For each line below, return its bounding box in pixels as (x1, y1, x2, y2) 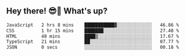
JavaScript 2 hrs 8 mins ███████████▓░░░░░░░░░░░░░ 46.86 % (6, 22, 180, 28)
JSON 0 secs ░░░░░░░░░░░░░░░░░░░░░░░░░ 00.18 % (6, 45, 180, 51)
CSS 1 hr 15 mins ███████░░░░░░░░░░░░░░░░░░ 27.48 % (6, 28, 180, 34)
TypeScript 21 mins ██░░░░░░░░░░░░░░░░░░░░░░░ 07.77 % (6, 39, 180, 45)
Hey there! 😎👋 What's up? (6, 6, 108, 16)
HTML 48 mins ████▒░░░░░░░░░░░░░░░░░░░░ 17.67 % (6, 33, 180, 39)
